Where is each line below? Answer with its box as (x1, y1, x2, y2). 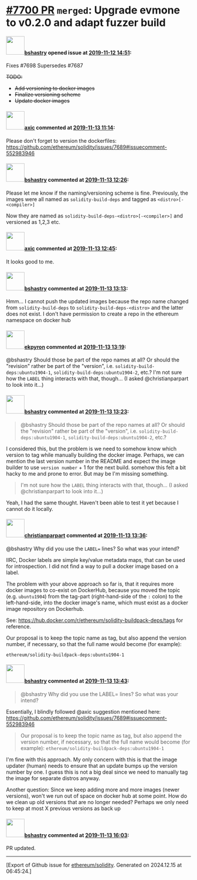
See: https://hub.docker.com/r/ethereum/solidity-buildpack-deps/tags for (6, 617, 184, 624)
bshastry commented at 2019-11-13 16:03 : (24, 831, 130, 838)
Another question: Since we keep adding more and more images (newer (6, 786, 180, 794)
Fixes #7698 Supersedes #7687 (6, 62, 83, 69)
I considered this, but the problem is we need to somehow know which (6, 445, 177, 452)
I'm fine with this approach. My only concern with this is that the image (6, 756, 178, 763)
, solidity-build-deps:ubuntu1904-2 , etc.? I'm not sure (50, 369, 182, 376)
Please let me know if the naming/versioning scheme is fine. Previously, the (6, 189, 189, 196)
